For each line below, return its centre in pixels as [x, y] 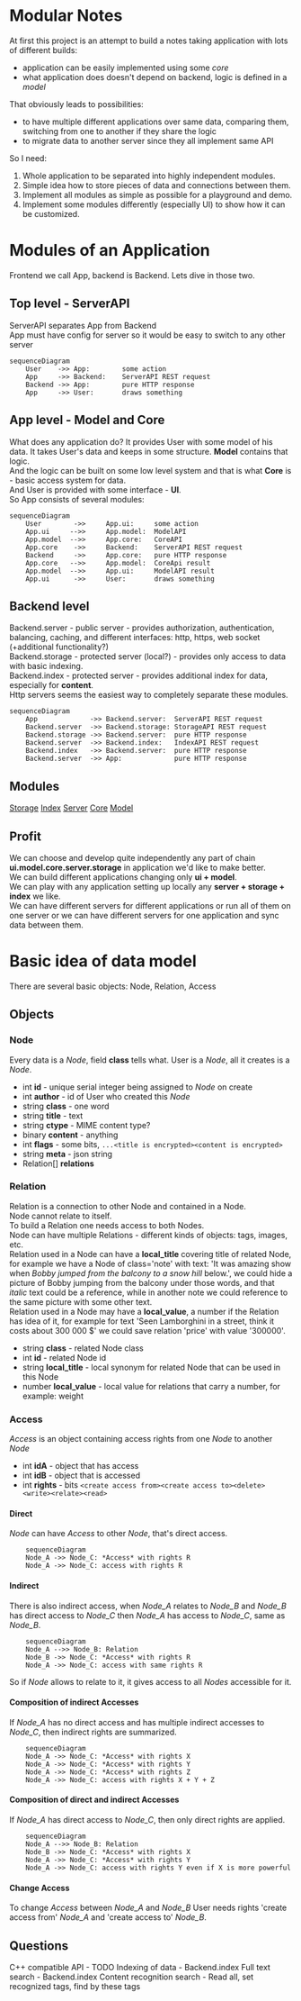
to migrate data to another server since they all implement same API [148, 140]
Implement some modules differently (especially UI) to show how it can [154, 204]
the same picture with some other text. [81, 1301]
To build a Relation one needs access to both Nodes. [107, 1225]
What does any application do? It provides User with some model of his [141, 441]
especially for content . [52, 685]
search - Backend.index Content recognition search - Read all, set [132, 1977]
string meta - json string [67, 1154]
